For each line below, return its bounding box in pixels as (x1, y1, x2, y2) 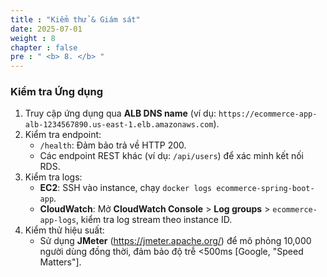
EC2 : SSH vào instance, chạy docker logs (39, 182, 213, 194)
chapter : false (10, 42, 78, 53)
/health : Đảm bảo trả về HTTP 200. (39, 139, 187, 151)
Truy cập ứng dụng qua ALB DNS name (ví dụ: (24, 107, 217, 120)
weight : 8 (10, 33, 56, 43)
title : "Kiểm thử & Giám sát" (10, 14, 141, 25)
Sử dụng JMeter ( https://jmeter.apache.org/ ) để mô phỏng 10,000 (39, 235, 312, 247)
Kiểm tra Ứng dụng (10, 85, 104, 99)
